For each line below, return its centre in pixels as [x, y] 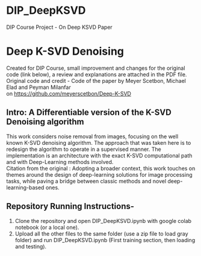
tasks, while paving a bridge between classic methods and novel [86, 181]
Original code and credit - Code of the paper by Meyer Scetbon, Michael [96, 81]
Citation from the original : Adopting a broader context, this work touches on [101, 168]
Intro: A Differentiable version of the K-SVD [89, 113]
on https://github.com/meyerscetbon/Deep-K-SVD [69, 93]
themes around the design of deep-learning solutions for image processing [99, 174]
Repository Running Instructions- [70, 206]
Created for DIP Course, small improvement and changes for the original [96, 68]
